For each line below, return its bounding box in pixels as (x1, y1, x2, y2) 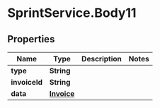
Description (81, 54, 122, 64)
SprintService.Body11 (7, 5, 137, 21)
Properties (7, 33, 55, 45)
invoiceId (11, 78, 42, 87)
